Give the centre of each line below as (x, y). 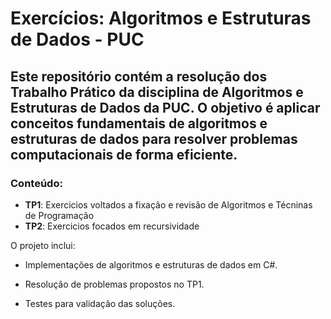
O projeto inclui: (43, 245)
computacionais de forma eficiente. (124, 154)
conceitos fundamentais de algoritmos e (139, 123)
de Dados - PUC (77, 39)
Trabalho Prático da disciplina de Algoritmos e (157, 92)
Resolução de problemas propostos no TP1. (114, 284)
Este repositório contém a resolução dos (139, 76)
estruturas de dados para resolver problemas (154, 138)
